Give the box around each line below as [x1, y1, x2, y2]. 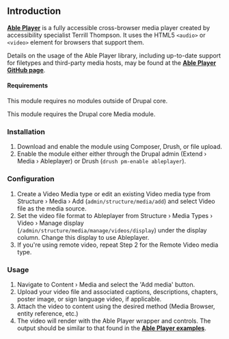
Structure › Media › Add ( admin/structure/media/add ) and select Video [16, 197, 215, 205]
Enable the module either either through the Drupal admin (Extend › [16, 150, 207, 158]
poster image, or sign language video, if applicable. [16, 295, 162, 303]
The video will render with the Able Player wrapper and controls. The [16, 316, 211, 325]
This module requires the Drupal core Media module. [7, 110, 156, 118]
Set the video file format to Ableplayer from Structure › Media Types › [16, 211, 213, 219]
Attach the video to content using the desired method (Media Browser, [16, 302, 215, 310]
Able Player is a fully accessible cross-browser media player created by [7, 23, 211, 31]
